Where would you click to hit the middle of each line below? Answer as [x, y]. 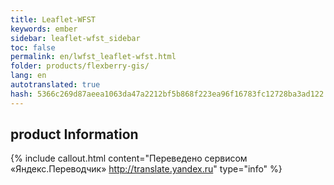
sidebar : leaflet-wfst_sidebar [75, 38]
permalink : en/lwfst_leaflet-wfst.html [93, 57]
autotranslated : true [55, 85]
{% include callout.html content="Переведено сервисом [129, 158]
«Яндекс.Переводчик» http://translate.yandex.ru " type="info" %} [146, 169]
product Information [74, 134]
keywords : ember [44, 29]
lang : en [28, 76]
